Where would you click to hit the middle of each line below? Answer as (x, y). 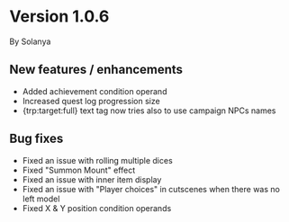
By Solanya (30, 41)
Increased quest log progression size (91, 101)
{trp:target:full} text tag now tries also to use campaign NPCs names (149, 111)
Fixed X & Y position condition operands (97, 208)
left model (41, 199)
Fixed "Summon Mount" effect (79, 170)
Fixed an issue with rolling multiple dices (97, 160)
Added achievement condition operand (95, 91)
